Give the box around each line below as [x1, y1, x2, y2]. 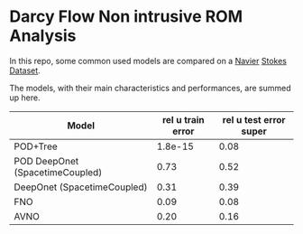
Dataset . [9, 65, 41, 76]
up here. [9, 92, 41, 103]
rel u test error [222, 113, 286, 126]
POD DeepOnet [14, 154, 79, 167]
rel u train [161, 113, 205, 126]
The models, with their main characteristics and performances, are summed [9, 82, 291, 93]
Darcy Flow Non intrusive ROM [9, 6, 243, 27]
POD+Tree [14, 140, 59, 153]
